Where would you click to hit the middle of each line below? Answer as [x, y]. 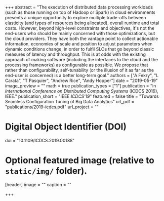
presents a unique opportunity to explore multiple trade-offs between [76, 18]
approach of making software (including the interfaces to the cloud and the [82, 60]
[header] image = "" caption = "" [38, 184]
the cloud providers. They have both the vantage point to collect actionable [82, 39]
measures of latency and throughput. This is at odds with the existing [75, 54]
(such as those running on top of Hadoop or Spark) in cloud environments [80, 12]
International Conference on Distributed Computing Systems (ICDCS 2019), [82, 91]
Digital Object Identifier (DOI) [66, 127]
